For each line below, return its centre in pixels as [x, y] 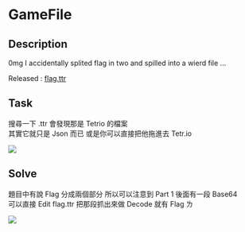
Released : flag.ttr [37, 78]
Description [38, 44]
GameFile [40, 15]
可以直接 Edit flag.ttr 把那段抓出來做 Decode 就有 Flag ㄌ [101, 203]
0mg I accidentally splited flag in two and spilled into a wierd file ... [117, 63]
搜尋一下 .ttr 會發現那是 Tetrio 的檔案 [68, 123]
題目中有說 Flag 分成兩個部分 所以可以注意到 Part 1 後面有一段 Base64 [123, 194]
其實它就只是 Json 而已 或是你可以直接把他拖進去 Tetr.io [100, 133]
